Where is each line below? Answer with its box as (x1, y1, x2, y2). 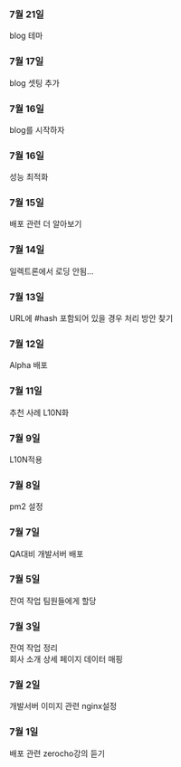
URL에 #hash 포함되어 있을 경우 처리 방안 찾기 (9, 313, 174, 324)
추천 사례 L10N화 (9, 407, 70, 418)
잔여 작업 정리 (9, 642, 59, 653)
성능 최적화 (9, 172, 49, 183)
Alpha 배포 (9, 360, 48, 371)
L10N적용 (9, 454, 43, 465)
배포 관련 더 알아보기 (9, 219, 82, 230)
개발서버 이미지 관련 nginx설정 (9, 701, 118, 712)
